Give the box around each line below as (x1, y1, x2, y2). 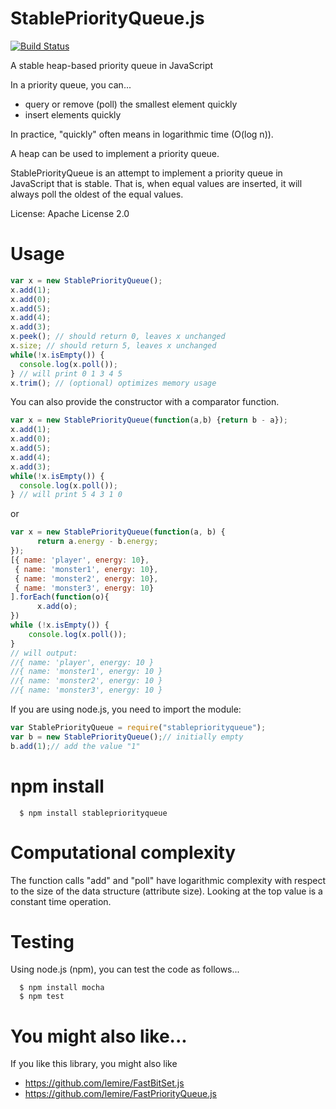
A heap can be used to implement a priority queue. (10, 147, 220, 159)
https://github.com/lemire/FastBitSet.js (24, 1077, 185, 1089)
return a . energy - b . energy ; (36, 537, 159, 547)
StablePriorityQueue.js (10, 7, 205, 30)
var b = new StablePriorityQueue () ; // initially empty (10, 732, 244, 742)
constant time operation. (10, 895, 112, 907)
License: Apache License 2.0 (10, 207, 130, 219)
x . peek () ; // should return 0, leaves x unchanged (10, 332, 226, 342)
